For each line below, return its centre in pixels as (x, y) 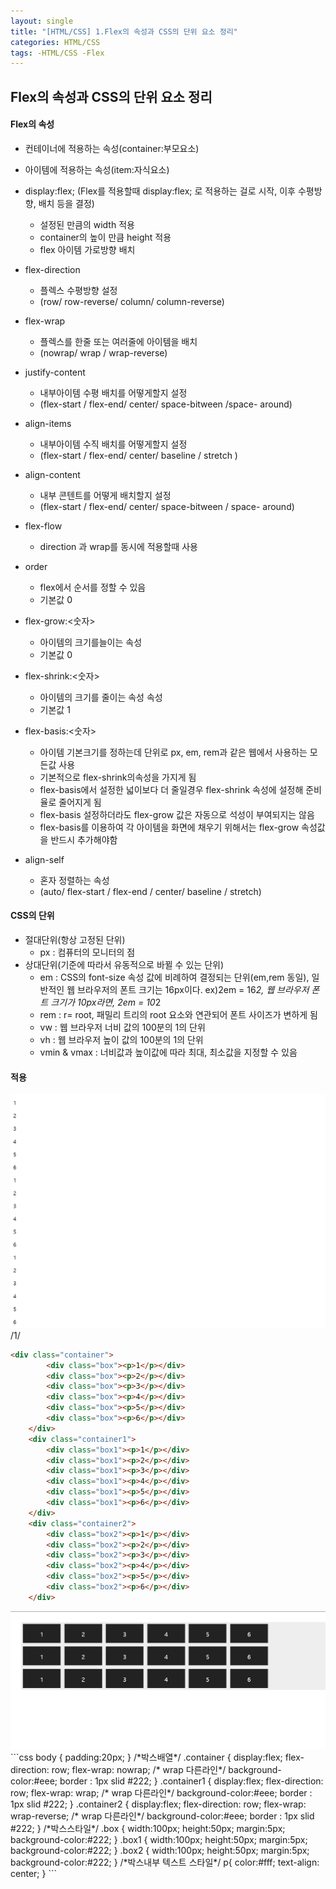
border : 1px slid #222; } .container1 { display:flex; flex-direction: (191, 1781)
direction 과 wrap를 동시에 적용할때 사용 (118, 546)
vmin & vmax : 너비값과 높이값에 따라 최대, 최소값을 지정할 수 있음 (168, 1052)
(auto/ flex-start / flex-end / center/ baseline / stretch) (150, 891)
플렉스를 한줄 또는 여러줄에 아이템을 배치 (118, 341)
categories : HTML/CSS (55, 42)
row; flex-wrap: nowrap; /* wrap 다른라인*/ (139, 1769)
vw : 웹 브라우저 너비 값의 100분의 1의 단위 (122, 1027)
